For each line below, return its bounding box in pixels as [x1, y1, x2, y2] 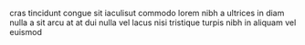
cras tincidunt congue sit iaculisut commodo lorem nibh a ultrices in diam [9, 8, 285, 18]
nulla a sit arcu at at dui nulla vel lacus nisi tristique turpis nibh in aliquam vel [9, 17, 297, 28]
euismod [9, 27, 43, 37]
